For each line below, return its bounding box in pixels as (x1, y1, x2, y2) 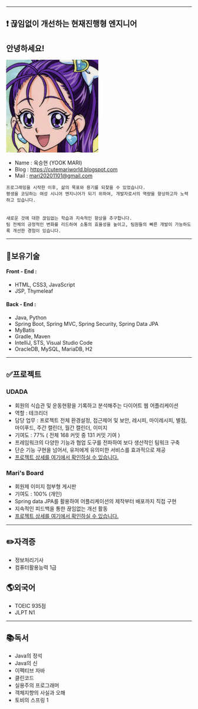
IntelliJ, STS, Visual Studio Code (14, 339, 93, 346)
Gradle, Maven (14, 333, 51, 340)
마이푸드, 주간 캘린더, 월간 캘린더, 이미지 (14, 424, 108, 431)
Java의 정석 (14, 652, 42, 659)
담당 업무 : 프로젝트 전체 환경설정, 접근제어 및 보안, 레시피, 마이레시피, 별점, (14, 416, 187, 423)
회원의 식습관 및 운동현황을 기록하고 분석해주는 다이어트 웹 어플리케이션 (14, 402, 179, 409)
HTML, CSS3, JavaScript (14, 281, 75, 288)
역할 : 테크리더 (14, 409, 48, 416)
